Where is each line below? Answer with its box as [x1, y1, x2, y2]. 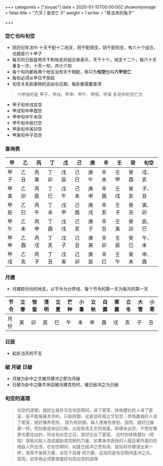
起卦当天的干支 [12, 350, 42, 357]
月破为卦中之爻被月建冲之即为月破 [12, 376, 81, 381]
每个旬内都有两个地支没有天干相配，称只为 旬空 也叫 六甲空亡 [12, 69, 131, 75]
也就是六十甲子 [12, 51, 42, 56]
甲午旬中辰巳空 [12, 120, 42, 126]
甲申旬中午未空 [12, 114, 42, 120]
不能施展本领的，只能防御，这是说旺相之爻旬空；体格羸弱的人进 [30, 413, 158, 419]
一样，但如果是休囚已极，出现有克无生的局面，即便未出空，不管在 [21, 425, 153, 431]
